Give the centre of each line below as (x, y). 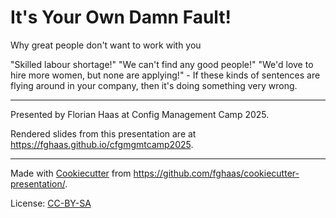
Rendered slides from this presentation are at (103, 133)
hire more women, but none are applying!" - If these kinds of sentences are (165, 75)
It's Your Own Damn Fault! (121, 17)
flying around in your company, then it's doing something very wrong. (154, 85)
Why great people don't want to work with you (106, 45)
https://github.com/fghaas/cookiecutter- (216, 173)
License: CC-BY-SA (51, 203)
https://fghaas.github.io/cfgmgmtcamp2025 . (102, 144)
